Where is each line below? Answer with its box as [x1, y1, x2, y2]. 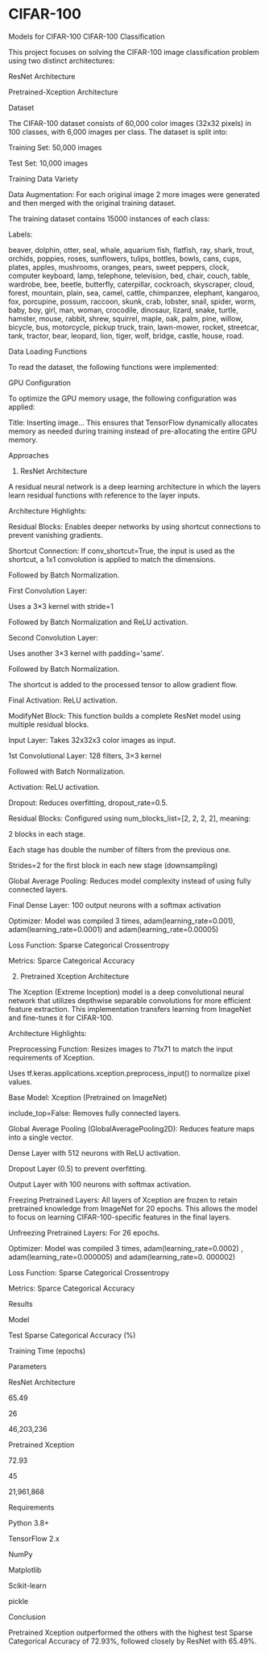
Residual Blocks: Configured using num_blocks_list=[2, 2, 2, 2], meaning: [8, 813, 251, 823]
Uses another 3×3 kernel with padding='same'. [8, 648, 164, 658]
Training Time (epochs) [8, 1345, 86, 1355]
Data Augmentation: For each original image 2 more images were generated [8, 189, 260, 199]
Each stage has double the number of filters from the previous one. [8, 845, 231, 854]
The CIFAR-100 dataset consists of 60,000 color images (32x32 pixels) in [8, 118, 252, 128]
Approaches [8, 450, 50, 460]
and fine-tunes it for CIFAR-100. [8, 1013, 114, 1022]
